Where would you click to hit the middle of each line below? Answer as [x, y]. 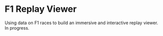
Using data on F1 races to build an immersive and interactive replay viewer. [81, 23]
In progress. [17, 28]
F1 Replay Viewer [41, 9]
